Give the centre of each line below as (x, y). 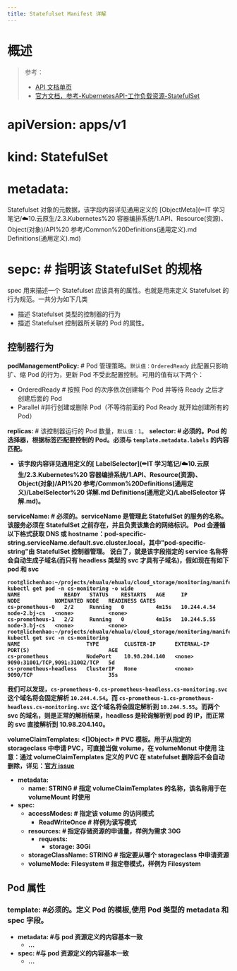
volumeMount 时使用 (59, 797)
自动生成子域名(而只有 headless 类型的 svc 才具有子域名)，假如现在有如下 (121, 560)
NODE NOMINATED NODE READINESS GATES (82, 601)
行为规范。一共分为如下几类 (48, 299)
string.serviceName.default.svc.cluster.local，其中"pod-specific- (107, 542)
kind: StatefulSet (57, 157)
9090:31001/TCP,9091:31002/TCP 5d (61, 663)
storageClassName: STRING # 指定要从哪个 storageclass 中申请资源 (128, 855)
